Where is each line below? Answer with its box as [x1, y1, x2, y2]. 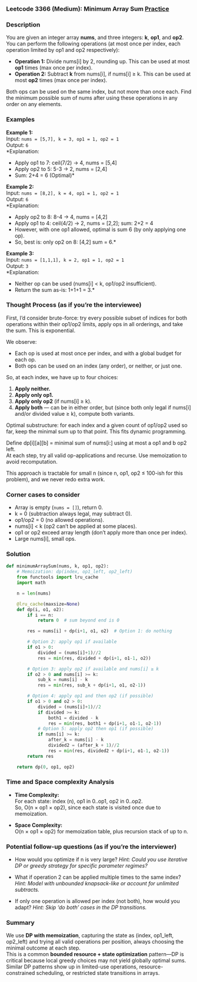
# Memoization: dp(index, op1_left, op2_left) [16, 569, 133, 575]
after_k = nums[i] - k [48, 737, 104, 743]
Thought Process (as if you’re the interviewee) [6, 301, 142, 309]
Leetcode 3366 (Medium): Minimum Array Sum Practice [6, 5, 169, 13]
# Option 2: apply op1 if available [27, 639, 117, 645]
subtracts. [14, 886, 40, 894]
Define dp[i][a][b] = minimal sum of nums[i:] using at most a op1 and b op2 [6, 439, 187, 446]
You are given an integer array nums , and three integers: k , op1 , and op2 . [6, 34, 184, 41]
